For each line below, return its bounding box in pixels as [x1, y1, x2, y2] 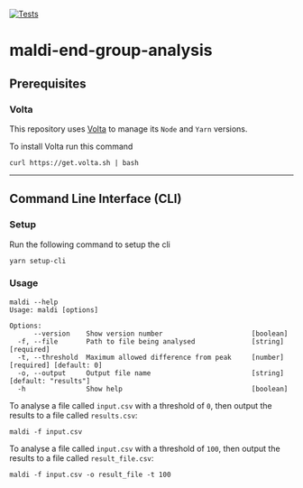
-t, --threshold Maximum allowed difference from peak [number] [17, 353, 284, 362]
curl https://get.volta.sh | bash [9, 158, 140, 167]
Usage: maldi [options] [9, 305, 99, 315]
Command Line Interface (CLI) [9, 191, 182, 207]
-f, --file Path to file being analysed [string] [17, 336, 284, 346]
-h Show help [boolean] [17, 384, 289, 393]
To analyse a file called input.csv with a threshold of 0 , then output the [9, 400, 272, 410]
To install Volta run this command [9, 141, 133, 152]
